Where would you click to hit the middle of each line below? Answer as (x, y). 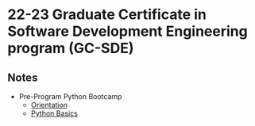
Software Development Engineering (127, 31)
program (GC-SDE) (71, 48)
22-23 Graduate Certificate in (107, 15)
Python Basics (54, 113)
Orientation (49, 105)
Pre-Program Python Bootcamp (70, 96)
